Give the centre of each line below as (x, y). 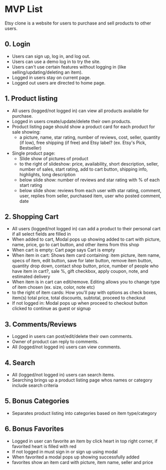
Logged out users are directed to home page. (59, 83)
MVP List (24, 9)
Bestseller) (30, 148)
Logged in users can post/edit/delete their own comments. (72, 336)
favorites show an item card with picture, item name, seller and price (82, 462)
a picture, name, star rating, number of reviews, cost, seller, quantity (90, 137)
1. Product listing (31, 99)
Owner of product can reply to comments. (55, 342)
